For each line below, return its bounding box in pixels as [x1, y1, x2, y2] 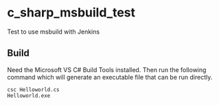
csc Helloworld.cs [7, 86, 60, 93]
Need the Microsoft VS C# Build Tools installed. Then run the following [7, 65, 207, 73]
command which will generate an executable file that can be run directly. [7, 73, 213, 81]
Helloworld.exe [7, 92, 51, 99]
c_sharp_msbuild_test [7, 5, 136, 21]
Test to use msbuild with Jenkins [7, 27, 100, 36]
